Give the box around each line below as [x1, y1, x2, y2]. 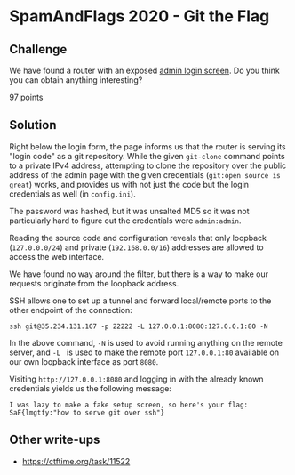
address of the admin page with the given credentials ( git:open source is [9, 169, 282, 180]
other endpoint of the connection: [9, 304, 133, 315]
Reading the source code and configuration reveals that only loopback [9, 232, 267, 243]
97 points [9, 92, 44, 102]
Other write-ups [9, 432, 100, 447]
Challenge [9, 42, 68, 57]
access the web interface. [9, 251, 105, 262]
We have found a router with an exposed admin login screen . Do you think [9, 65, 280, 76]
